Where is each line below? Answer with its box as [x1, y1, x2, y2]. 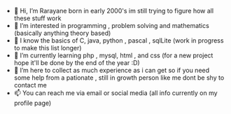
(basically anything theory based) [13, 29, 111, 37]
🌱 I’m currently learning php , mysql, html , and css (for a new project [13, 51, 213, 59]
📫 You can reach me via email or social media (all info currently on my [13, 89, 218, 97]
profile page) [13, 99, 52, 107]
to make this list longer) [13, 44, 82, 52]
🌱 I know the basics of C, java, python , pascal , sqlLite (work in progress [13, 36, 224, 45]
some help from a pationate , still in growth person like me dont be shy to [13, 73, 225, 82]
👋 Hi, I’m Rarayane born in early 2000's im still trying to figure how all [13, 7, 214, 15]
